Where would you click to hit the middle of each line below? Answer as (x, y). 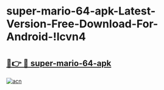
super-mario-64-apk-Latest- (81, 11)
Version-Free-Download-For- (82, 24)
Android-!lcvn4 (46, 37)
